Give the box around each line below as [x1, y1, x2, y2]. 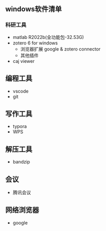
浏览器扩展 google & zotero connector [20, 45, 101, 52]
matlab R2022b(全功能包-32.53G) [12, 34, 84, 40]
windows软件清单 [5, 5, 62, 14]
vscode [12, 88, 29, 94]
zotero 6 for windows [12, 40, 58, 46]
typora [12, 123, 27, 129]
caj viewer [12, 58, 35, 64]
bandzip [12, 159, 30, 165]
